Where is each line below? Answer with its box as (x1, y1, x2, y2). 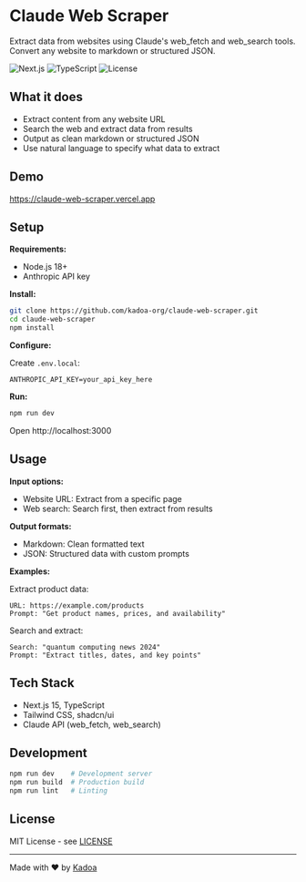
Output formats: (9, 520, 72, 531)
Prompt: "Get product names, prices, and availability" (9, 609, 226, 618)
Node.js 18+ (22, 262, 68, 272)
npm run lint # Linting (9, 786, 107, 795)
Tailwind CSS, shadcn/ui (22, 709, 115, 720)
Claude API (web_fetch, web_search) (22, 719, 161, 730)
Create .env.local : (9, 357, 80, 368)
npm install (9, 323, 55, 333)
